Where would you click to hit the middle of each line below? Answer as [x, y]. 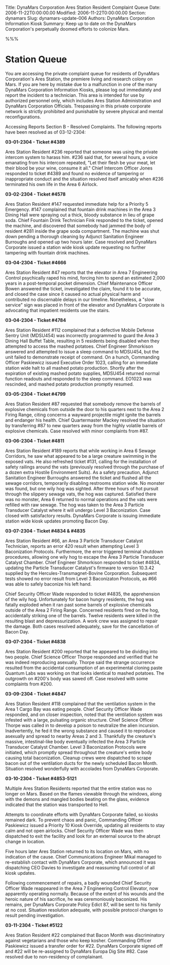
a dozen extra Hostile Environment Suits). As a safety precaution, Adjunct [82, 472]
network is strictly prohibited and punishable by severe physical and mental [84, 111]
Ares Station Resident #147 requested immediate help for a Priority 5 [77, 204]
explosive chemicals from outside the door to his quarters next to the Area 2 [85, 409]
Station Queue [36, 59]
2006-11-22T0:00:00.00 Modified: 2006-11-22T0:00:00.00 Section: [76, 13]
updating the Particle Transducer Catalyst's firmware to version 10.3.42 [80, 568]
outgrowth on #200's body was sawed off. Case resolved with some [77, 678]
